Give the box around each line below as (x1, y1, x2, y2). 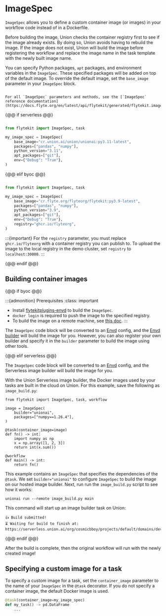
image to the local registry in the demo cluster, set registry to (5, 245, 131, 251)
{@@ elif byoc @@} (5, 171, 46, 177)
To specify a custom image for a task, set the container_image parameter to (5, 577, 159, 584)
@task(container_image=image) (5, 427, 68, 432)
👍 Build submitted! (5, 515, 47, 520)
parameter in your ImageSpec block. (5, 80, 77, 87)
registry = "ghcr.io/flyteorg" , (14, 222, 77, 227)
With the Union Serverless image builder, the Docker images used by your (5, 377, 156, 383)
